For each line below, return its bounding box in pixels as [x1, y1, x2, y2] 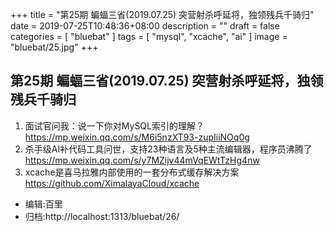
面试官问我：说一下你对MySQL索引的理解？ [24, 119, 205, 132]
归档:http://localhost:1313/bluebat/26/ [24, 210, 180, 222]
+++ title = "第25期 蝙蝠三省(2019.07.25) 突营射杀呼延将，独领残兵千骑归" [10, 9, 315, 20]
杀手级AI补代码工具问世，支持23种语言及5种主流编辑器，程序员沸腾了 [24, 143, 313, 155]
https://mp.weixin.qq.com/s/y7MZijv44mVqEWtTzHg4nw [24, 154, 260, 166]
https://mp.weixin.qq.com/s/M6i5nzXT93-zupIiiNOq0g [24, 131, 250, 143]
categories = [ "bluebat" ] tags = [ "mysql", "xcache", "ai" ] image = [10, 31, 288, 42]
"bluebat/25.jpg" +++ [10, 41, 99, 53]
